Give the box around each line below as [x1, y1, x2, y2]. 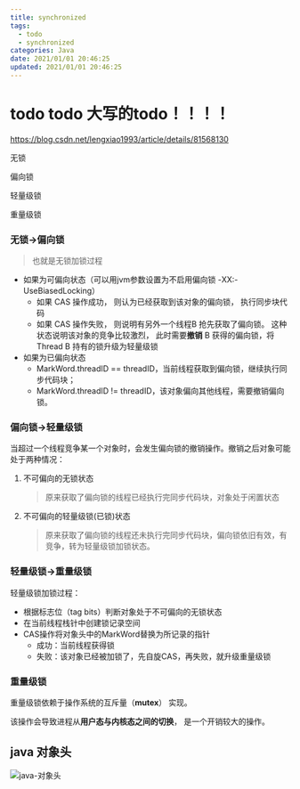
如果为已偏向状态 [22, 353, 86, 363]
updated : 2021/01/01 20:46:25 [10, 63, 123, 72]
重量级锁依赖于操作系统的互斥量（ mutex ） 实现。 [10, 697, 192, 708]
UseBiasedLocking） [22, 286, 101, 297]
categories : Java [10, 46, 75, 55]
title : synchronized [10, 12, 87, 22]
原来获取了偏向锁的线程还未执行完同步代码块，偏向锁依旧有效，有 [45, 530, 288, 541]
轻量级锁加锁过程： [10, 587, 81, 598]
